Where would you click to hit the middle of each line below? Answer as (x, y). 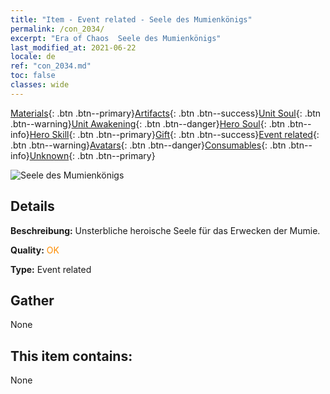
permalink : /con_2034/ (57, 29)
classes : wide (40, 85)
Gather (32, 300)
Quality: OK (35, 250)
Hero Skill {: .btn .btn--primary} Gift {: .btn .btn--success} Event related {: (174, 134)
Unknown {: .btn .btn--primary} (92, 155)
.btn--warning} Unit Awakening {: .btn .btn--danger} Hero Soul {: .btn (148, 123)
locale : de (33, 57)
